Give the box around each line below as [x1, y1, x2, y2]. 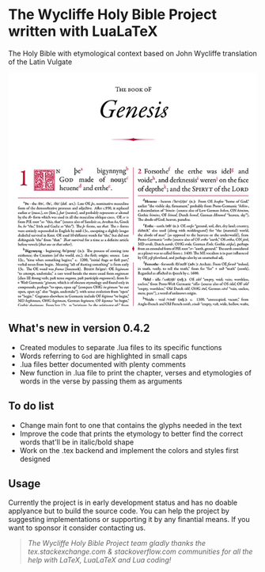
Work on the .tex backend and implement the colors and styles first [19, 445, 239, 455]
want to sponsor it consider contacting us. [8, 523, 146, 532]
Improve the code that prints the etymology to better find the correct [19, 429, 244, 438]
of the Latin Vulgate [8, 57, 73, 67]
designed [19, 454, 51, 463]
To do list [8, 399, 55, 413]
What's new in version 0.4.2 [8, 322, 150, 335]
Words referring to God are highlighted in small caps [19, 351, 187, 360]
